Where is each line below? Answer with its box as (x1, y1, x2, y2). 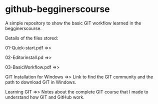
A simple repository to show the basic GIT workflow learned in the (5, 20, 141, 26)
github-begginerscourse (5, 3, 110, 15)
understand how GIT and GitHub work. (5, 94, 85, 100)
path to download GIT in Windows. (5, 79, 76, 85)
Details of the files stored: (5, 35, 58, 41)
